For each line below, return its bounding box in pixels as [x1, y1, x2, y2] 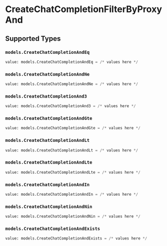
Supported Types [5, 34, 61, 43]
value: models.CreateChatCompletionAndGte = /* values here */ [5, 126, 141, 131]
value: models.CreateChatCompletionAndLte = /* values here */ [5, 170, 141, 175]
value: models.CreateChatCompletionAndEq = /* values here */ [5, 59, 138, 64]
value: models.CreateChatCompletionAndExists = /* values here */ [5, 236, 147, 241]
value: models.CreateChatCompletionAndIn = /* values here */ [5, 192, 138, 197]
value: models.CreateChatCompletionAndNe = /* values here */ [5, 81, 138, 87]
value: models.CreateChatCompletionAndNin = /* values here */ [5, 214, 141, 219]
